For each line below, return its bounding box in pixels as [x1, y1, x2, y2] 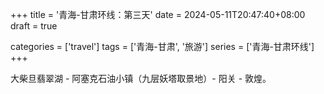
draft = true [10, 20, 58, 32]
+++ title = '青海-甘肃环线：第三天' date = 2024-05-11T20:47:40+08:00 [10, 9, 306, 20]
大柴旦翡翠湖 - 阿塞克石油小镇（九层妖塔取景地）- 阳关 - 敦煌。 [10, 73, 272, 84]
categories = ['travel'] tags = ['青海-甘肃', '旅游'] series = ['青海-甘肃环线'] [10, 41, 315, 52]
